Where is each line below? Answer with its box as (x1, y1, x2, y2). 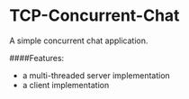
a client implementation (22, 79, 110, 90)
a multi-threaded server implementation (22, 69, 171, 81)
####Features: (9, 52, 65, 63)
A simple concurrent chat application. (9, 35, 148, 46)
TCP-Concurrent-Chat (9, 5, 180, 26)
